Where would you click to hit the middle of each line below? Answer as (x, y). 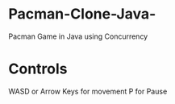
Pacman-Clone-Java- (82, 14)
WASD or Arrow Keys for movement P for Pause (88, 91)
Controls (38, 69)
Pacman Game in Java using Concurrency (78, 36)
